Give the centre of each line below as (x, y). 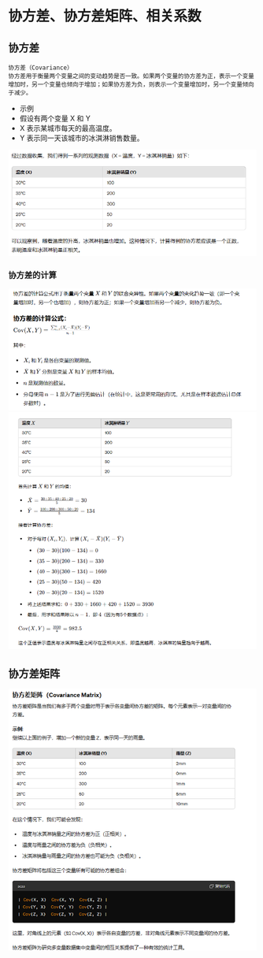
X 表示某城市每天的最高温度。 (68, 128)
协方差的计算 (33, 275)
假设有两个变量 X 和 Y (55, 118)
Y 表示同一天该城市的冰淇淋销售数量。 (81, 138)
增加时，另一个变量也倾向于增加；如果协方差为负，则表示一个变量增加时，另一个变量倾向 (131, 84)
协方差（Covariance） (41, 68)
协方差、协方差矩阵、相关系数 (105, 16)
